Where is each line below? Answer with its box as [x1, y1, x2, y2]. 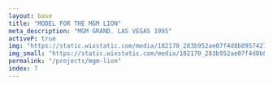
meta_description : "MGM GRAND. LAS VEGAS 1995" [8, 27, 173, 35]
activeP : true [8, 34, 57, 43]
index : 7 [8, 65, 38, 73]
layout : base [8, 11, 53, 20]
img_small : [8, 49, 45, 57]
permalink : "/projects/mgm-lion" [8, 57, 122, 66]
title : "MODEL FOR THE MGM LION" [8, 19, 122, 28]
